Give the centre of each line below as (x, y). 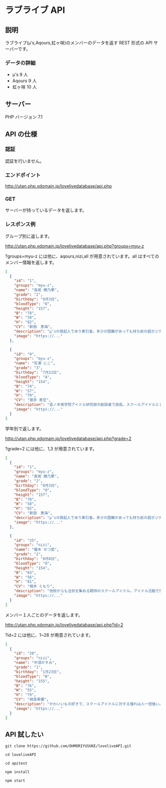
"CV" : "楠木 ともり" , (34, 586)
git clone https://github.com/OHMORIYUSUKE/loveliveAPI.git (68, 746)
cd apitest (16, 764)
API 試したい (24, 734)
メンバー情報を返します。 (31, 262)
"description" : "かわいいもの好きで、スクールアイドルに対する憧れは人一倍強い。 (88, 704)
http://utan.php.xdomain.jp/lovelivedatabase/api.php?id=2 (64, 625)
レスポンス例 (20, 224)
